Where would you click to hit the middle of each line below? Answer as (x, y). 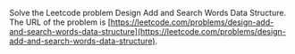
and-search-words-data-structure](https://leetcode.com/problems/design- (147, 31)
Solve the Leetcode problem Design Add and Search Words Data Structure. (148, 13)
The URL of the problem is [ (60, 22)
